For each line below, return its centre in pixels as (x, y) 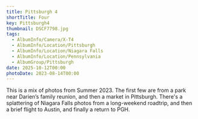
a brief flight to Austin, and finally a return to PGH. (68, 109)
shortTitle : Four (28, 17)
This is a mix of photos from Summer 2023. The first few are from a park (96, 90)
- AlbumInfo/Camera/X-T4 (43, 40)
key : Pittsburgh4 (28, 23)
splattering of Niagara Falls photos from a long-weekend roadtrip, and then (99, 103)
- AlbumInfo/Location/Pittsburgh (54, 46)
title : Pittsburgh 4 (32, 12)
